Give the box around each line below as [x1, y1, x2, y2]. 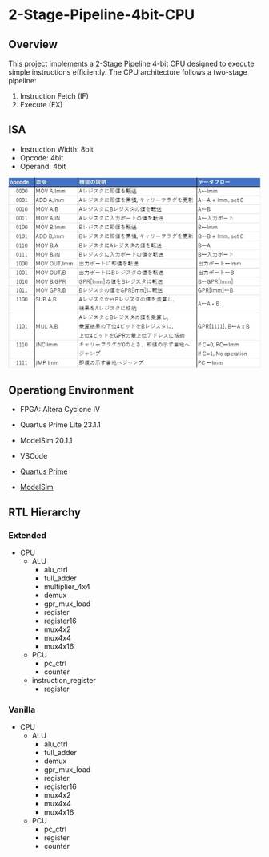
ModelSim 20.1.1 [19, 435, 73, 446]
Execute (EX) [19, 100, 63, 109]
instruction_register [31, 676, 96, 685]
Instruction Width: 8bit [19, 144, 94, 154]
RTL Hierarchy [8, 505, 82, 519]
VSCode [19, 451, 48, 461]
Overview [8, 38, 58, 51]
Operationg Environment [8, 383, 134, 397]
